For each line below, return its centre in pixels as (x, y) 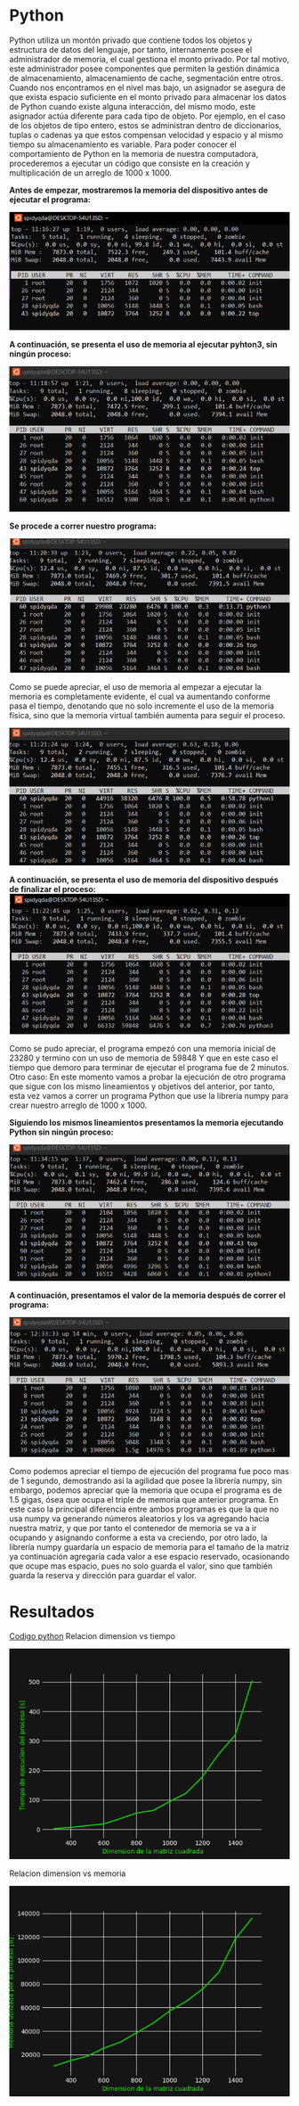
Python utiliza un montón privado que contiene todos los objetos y (131, 40)
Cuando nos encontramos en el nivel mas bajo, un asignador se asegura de (148, 87)
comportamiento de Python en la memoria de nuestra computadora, (134, 153)
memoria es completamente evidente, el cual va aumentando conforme (140, 696)
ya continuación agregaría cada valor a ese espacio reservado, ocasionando (149, 1557)
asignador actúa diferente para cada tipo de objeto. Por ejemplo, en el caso (148, 116)
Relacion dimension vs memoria (68, 1873)
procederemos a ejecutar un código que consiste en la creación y (130, 163)
